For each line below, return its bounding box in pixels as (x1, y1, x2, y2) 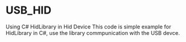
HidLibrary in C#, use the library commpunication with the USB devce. (5, 29, 181, 36)
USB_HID (5, 4, 52, 17)
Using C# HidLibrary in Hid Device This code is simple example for (5, 23, 172, 30)
